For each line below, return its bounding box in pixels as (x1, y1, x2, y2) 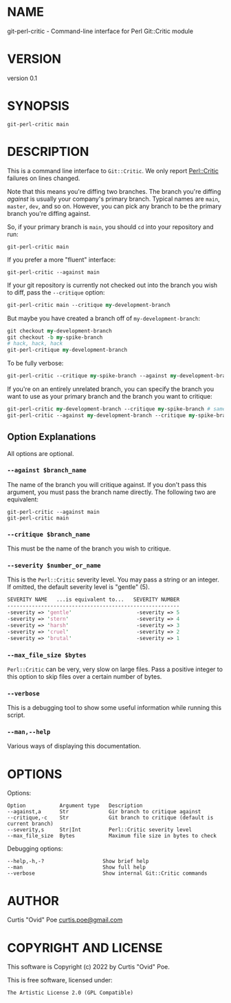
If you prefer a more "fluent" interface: (7, 255, 116, 264)
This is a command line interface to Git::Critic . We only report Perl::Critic (7, 166, 219, 175)
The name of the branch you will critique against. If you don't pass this (7, 480, 207, 488)
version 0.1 (7, 74, 38, 82)
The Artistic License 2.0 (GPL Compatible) (7, 989, 134, 997)
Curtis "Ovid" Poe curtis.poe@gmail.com (7, 915, 123, 924)
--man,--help (7, 728, 51, 736)
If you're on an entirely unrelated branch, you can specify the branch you (7, 385, 214, 393)
